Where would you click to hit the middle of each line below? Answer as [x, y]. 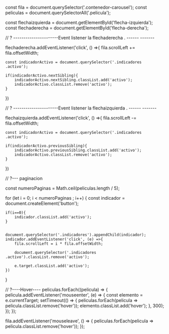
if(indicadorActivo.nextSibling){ [42, 76]
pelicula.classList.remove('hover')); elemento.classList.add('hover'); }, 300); [85, 306]
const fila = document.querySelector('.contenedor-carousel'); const [76, 7]
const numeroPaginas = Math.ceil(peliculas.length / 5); [63, 188]
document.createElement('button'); [42, 203]
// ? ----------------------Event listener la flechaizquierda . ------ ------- [81, 108]
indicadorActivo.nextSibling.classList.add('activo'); [74, 80]
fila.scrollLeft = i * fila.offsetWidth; [59, 244]
